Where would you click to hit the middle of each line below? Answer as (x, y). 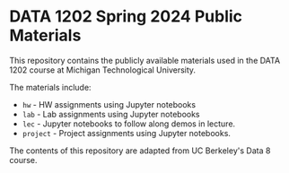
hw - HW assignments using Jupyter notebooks (109, 104)
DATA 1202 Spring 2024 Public (126, 17)
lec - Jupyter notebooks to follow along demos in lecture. (129, 124)
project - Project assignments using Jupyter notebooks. (127, 133)
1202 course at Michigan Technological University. (102, 70)
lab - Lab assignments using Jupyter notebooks (111, 114)
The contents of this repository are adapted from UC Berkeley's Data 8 (140, 151)
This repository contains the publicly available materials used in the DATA (145, 60)
